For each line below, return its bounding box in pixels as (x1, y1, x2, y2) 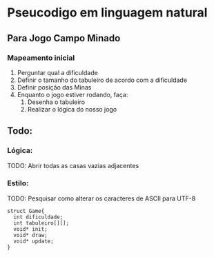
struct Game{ (7, 207, 45, 214)
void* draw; (13, 232, 48, 238)
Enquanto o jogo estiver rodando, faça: (17, 90, 128, 99)
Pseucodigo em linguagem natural (7, 5, 208, 21)
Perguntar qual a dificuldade (17, 68, 98, 76)
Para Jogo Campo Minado (7, 32, 121, 44)
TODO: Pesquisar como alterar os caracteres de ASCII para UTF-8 (7, 194, 196, 203)
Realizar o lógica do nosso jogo (27, 105, 117, 113)
